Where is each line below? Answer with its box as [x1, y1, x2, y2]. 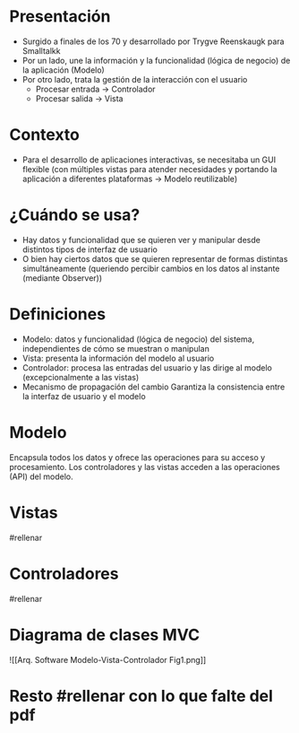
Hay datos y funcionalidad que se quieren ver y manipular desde [21, 234, 261, 245]
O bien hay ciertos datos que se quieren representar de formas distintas [21, 253, 288, 264]
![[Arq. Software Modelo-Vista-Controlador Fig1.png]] [9, 654, 207, 665]
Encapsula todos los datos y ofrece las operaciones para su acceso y [9, 451, 266, 463]
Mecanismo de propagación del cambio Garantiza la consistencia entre [21, 381, 286, 392]
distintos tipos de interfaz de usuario [21, 244, 158, 255]
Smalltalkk [21, 45, 61, 56]
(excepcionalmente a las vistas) [21, 371, 140, 382]
